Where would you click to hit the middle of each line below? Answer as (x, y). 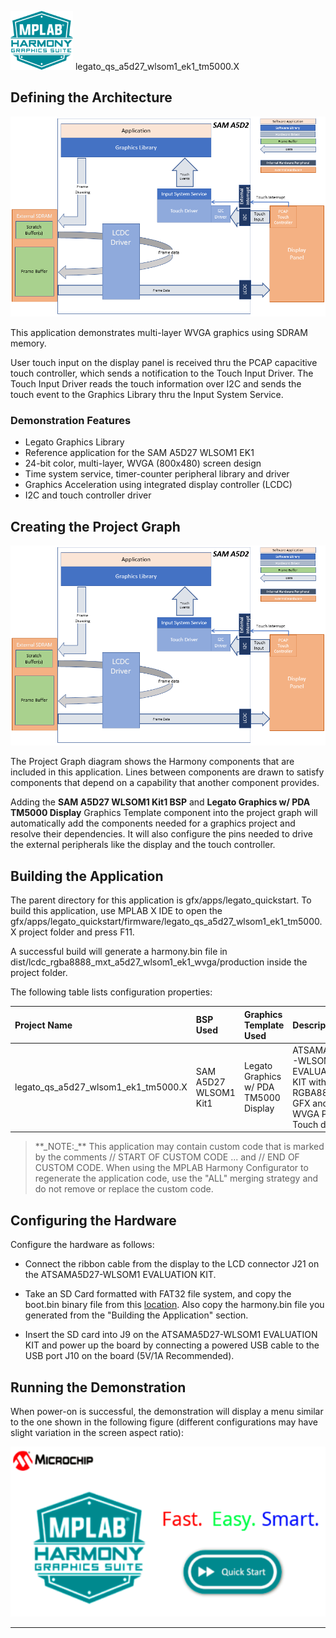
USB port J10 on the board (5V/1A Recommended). (129, 1356)
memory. (28, 343)
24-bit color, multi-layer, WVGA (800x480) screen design (143, 463)
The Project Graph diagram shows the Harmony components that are (152, 762)
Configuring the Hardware (93, 1220)
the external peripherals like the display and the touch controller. (143, 845)
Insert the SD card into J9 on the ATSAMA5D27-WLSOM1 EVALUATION (171, 1335)
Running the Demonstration (98, 1387)
